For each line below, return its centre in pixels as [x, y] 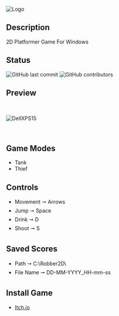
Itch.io [22, 307]
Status [18, 60]
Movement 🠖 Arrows [40, 202]
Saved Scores [32, 249]
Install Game [29, 293]
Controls [22, 187]
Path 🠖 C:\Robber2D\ [40, 263]
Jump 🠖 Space [33, 211]
